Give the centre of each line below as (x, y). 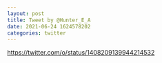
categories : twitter (37, 33)
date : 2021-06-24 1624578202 (49, 26)
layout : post (26, 13)
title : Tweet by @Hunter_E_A (49, 20)
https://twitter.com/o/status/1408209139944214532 (81, 53)
